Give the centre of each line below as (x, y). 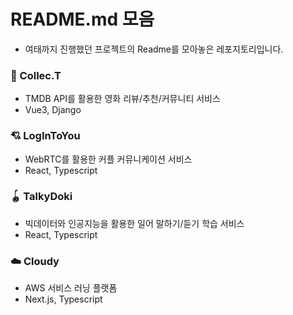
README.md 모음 (82, 19)
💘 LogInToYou (45, 136)
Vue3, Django (53, 110)
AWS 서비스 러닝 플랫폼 (71, 288)
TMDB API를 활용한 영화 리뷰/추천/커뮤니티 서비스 (122, 99)
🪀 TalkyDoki (41, 197)
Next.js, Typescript (63, 299)
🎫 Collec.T (36, 75)
